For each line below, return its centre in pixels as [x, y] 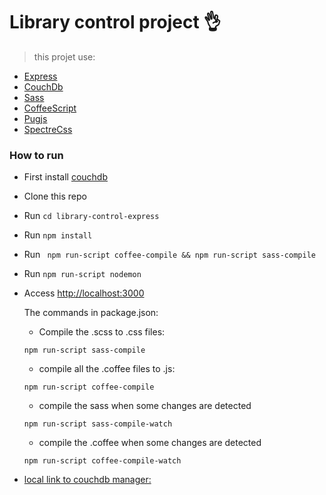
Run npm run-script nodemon [82, 274]
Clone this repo [55, 196]
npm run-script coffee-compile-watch [102, 461]
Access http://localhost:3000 [84, 293]
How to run [36, 155]
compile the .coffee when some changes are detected [150, 443]
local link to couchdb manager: [87, 480]
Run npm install [58, 235]
